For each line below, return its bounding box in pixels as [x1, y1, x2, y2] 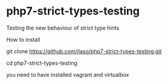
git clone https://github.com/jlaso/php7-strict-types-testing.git [6, 47, 162, 55]
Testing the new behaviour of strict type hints [6, 24, 120, 31]
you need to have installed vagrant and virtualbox [6, 71, 129, 78]
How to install [6, 36, 40, 43]
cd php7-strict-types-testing [6, 59, 77, 66]
